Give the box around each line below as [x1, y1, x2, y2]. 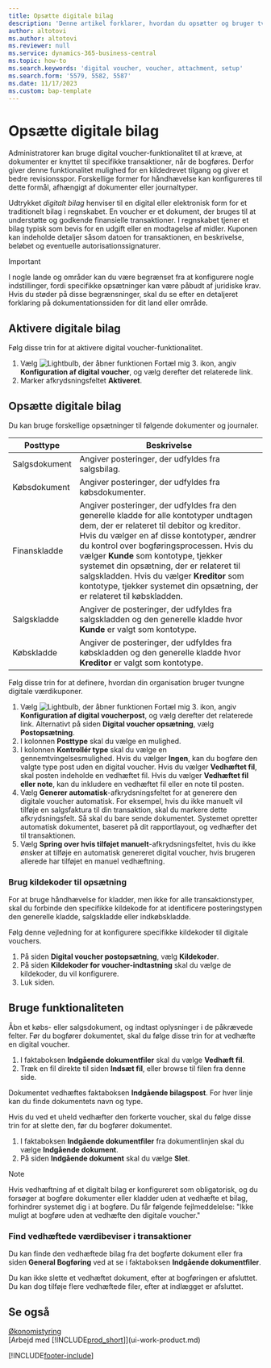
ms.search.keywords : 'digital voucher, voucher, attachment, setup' [8, 65, 244, 73]
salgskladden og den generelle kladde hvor [79, 613, 244, 625]
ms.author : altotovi [8, 34, 78, 43]
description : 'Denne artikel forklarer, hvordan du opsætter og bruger [8, 19, 254, 27]
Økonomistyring [8, 1327, 62, 1337]
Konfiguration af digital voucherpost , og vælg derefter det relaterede [19, 710, 253, 720]
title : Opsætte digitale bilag [8, 11, 114, 20]
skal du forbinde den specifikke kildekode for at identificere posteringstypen [8, 903, 263, 913]
